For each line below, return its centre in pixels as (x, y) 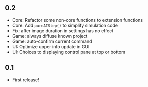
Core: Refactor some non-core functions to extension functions (78, 20)
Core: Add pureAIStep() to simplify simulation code (65, 25)
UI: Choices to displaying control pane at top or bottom (69, 52)
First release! (25, 80)
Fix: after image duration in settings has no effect (63, 31)
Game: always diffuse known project (50, 36)
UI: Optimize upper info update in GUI (51, 46)
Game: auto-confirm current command (52, 41)
